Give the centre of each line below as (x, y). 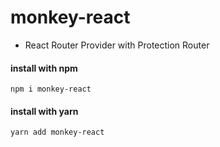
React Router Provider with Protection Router (117, 45)
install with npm (44, 68)
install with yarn (44, 111)
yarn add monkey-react (57, 132)
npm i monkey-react (51, 89)
